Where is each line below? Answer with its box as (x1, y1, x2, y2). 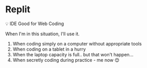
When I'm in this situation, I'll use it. (5, 31, 80, 37)
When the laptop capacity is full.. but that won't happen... (12, 51, 134, 57)
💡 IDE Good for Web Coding (5, 20, 64, 27)
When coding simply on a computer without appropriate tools (12, 40, 142, 47)
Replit (5, 4, 31, 15)
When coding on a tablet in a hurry (12, 46, 86, 52)
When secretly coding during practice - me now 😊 (12, 57, 120, 63)
